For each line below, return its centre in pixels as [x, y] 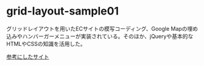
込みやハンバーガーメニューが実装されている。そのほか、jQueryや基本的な [100, 36]
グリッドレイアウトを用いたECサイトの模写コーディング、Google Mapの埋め [102, 28]
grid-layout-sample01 [63, 11]
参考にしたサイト [28, 56]
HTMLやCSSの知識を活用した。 [46, 44]
